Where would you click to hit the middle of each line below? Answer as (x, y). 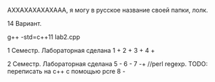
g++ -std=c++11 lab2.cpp (44, 37)
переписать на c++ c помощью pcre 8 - (66, 71)
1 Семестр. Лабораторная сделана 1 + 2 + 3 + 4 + (81, 50)
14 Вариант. (24, 23)
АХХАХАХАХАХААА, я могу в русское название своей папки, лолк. (107, 10)
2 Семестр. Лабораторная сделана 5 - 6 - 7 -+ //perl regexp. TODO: (107, 64)
